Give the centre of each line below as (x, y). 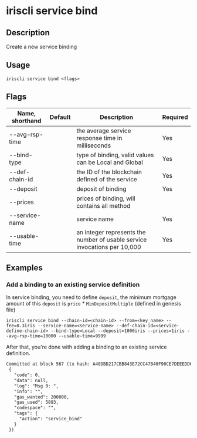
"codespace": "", (35, 408)
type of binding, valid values (115, 155)
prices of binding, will (106, 198)
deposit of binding (101, 188)
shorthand (26, 121)
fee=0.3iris (21, 326)
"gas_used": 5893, (36, 402)
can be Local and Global (110, 162)
